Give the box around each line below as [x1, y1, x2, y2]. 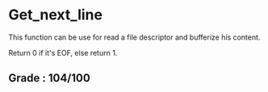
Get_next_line [8, 6, 103, 24]
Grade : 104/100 [8, 71, 90, 86]
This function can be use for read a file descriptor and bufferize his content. [8, 32, 261, 42]
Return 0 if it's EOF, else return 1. [8, 48, 118, 57]
